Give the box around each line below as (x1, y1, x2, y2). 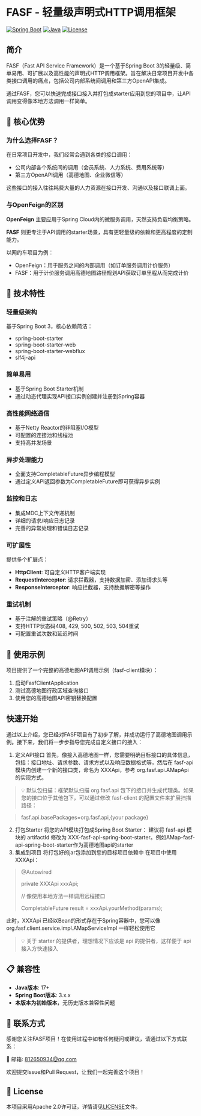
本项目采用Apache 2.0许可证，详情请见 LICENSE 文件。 (6, 1103, 141, 1111)
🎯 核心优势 (6, 117, 45, 127)
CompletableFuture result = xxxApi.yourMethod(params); (20, 904, 163, 912)
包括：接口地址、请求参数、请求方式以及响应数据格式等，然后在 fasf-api (14, 759, 194, 766)
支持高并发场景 (14, 439, 52, 447)
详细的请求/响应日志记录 (14, 516, 75, 524)
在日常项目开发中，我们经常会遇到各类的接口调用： (6, 151, 133, 158)
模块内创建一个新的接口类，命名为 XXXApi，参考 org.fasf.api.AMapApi (14, 766, 189, 773)
